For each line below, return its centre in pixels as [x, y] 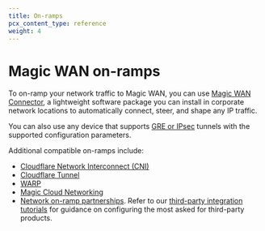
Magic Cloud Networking [61, 192]
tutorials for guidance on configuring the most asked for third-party [132, 210]
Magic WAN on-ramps [84, 71]
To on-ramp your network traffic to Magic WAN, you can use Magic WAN [130, 93]
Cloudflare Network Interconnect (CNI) [84, 166]
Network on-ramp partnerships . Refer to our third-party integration [131, 201]
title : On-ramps [36, 16]
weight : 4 [25, 31]
